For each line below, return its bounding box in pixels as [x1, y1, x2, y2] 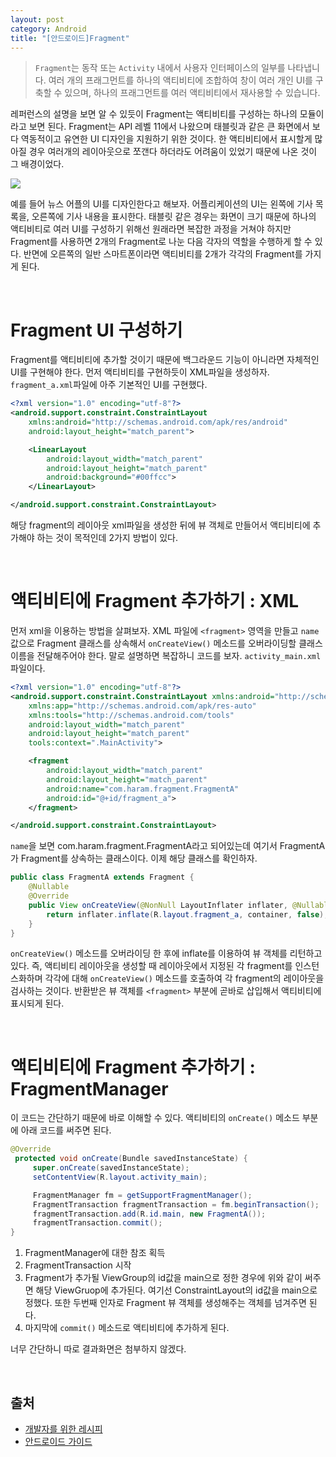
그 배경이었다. [10, 158, 65, 170]
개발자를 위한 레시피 [24, 1423, 103, 1435]
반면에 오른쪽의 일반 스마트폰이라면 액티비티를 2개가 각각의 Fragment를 [23, 248, 303, 260]
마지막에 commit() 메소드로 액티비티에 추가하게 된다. [24, 1322, 230, 1334]
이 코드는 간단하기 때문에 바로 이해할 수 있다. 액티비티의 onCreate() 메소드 [10, 1112, 300, 1124]
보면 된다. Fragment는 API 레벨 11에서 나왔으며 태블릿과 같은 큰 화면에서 [28, 121, 310, 133]
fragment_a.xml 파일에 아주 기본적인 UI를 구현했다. [10, 379, 208, 391]
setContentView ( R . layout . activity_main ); [32, 1172, 208, 1182]
